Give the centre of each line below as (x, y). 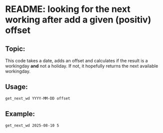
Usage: (17, 87)
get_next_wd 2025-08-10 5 (32, 126)
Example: (20, 114)
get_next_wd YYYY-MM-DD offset (38, 98)
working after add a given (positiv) (78, 20)
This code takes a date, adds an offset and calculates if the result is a (77, 61)
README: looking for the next (68, 9)
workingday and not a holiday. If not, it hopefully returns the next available (82, 66)
